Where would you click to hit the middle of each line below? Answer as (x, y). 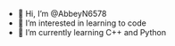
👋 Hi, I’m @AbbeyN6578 (62, 14)
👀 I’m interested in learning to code (82, 23)
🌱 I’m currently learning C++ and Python (92, 32)
